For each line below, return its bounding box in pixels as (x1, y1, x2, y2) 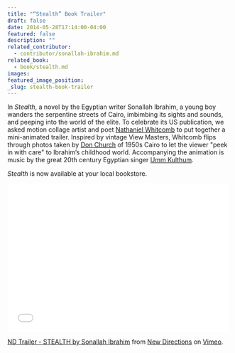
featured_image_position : (7, 76, 84, 84)
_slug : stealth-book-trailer (7, 83, 94, 90)
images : (7, 70, 31, 77)
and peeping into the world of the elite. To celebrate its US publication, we (7, 118, 224, 127)
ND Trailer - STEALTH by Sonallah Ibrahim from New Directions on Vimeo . (7, 337, 224, 346)
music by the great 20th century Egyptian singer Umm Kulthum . (7, 156, 194, 164)
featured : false (7, 30, 55, 38)
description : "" (7, 37, 55, 44)
